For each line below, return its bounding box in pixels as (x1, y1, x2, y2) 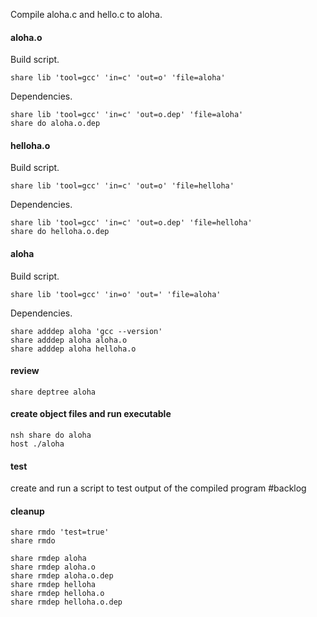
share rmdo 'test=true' (10, 527, 110, 538)
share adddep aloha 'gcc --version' (10, 326, 163, 336)
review (10, 365, 40, 377)
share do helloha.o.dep (10, 227, 110, 237)
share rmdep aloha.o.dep (10, 571, 114, 581)
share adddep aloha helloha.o (10, 344, 137, 354)
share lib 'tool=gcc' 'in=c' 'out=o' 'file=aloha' (10, 73, 226, 83)
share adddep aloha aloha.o (10, 335, 128, 345)
